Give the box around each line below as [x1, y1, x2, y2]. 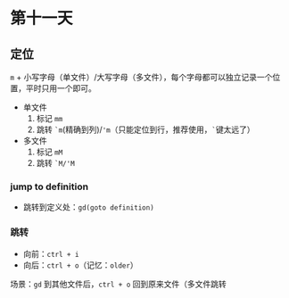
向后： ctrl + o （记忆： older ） [22, 260, 138, 270]
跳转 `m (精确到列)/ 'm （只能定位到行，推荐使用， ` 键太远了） [36, 124, 255, 135]
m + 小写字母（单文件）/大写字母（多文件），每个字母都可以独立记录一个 [10, 72, 273, 82]
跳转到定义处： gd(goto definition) [22, 202, 154, 212]
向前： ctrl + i [22, 248, 79, 259]
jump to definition [10, 180, 88, 193]
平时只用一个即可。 [25, 83, 96, 94]
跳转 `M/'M [36, 158, 75, 168]
